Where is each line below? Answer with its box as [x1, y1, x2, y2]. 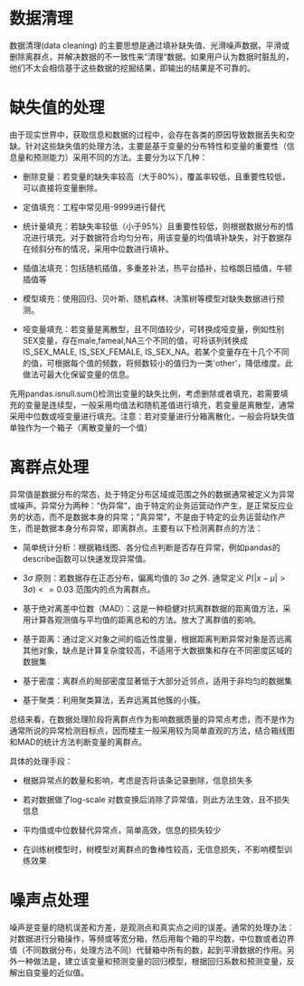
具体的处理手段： [9, 755, 73, 766]
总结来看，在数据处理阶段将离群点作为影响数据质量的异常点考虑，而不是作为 [9, 714, 295, 725]
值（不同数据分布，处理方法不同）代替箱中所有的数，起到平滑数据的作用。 [9, 944, 287, 955]
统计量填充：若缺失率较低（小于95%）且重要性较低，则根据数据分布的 [22, 221, 287, 232]
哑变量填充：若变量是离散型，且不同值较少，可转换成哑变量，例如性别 [22, 323, 285, 335]
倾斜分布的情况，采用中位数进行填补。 [30, 243, 174, 254]
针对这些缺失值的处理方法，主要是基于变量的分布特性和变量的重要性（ [24, 140, 287, 151]
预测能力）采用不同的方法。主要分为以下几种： [33, 151, 208, 163]
